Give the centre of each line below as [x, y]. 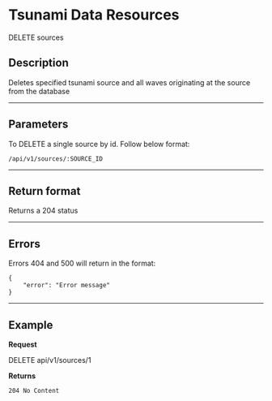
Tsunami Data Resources [94, 15]
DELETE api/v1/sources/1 [50, 360]
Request [23, 344]
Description [38, 63]
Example [31, 325]
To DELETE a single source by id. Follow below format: [99, 144]
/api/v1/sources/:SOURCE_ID [56, 159]
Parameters [38, 125]
